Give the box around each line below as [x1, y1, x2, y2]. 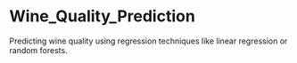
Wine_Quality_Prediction [9, 6, 196, 27]
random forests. [9, 44, 69, 55]
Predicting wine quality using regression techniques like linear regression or [9, 35, 288, 46]
